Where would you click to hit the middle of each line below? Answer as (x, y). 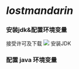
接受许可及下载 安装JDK (39, 43)
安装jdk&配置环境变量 (37, 30)
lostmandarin (40, 11)
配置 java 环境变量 (32, 60)
